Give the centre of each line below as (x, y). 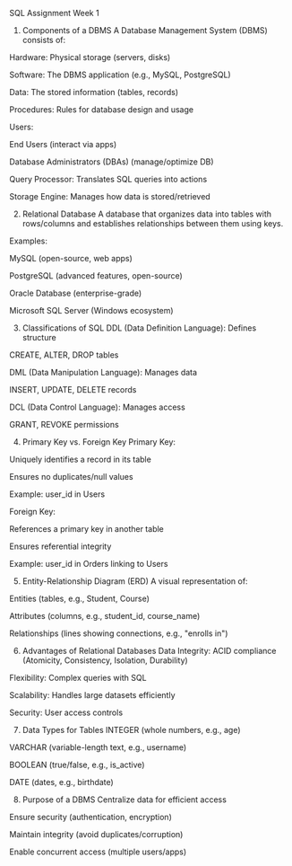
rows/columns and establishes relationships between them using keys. (153, 223)
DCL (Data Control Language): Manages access (97, 407)
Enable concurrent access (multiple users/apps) (98, 852)
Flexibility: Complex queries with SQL (78, 678)
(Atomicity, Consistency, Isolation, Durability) (105, 660)
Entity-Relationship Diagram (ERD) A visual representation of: (135, 581)
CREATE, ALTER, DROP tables (64, 355)
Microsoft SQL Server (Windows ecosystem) (91, 310)
